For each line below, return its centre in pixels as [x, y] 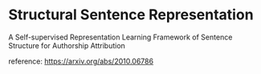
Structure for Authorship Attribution [67, 45]
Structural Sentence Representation [131, 15]
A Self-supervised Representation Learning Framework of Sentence [120, 37]
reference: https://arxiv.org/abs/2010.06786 [81, 61]
